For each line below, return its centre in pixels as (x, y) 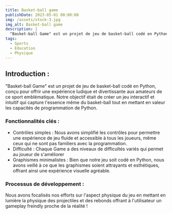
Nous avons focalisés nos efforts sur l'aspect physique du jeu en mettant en (85, 195)
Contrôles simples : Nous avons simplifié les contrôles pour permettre (86, 132)
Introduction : (27, 74)
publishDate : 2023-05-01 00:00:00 (42, 15)
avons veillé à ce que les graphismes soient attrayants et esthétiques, (86, 165)
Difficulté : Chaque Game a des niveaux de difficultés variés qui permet (88, 149)
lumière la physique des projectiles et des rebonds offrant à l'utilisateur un (84, 200)
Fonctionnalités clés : (33, 121)
